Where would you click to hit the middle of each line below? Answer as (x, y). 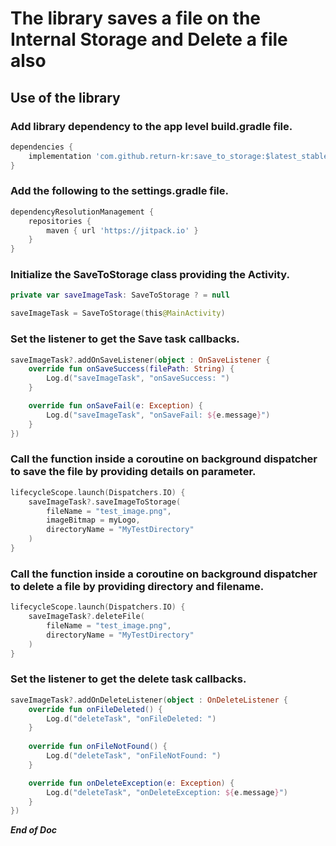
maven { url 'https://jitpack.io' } (122, 230)
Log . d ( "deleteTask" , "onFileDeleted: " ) (131, 718)
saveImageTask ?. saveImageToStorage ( (105, 502)
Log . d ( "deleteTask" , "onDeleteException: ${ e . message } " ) (167, 792)
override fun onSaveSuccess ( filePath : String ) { (131, 369)
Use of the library (65, 97)
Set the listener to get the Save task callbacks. (125, 339)
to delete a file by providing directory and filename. (137, 586)
